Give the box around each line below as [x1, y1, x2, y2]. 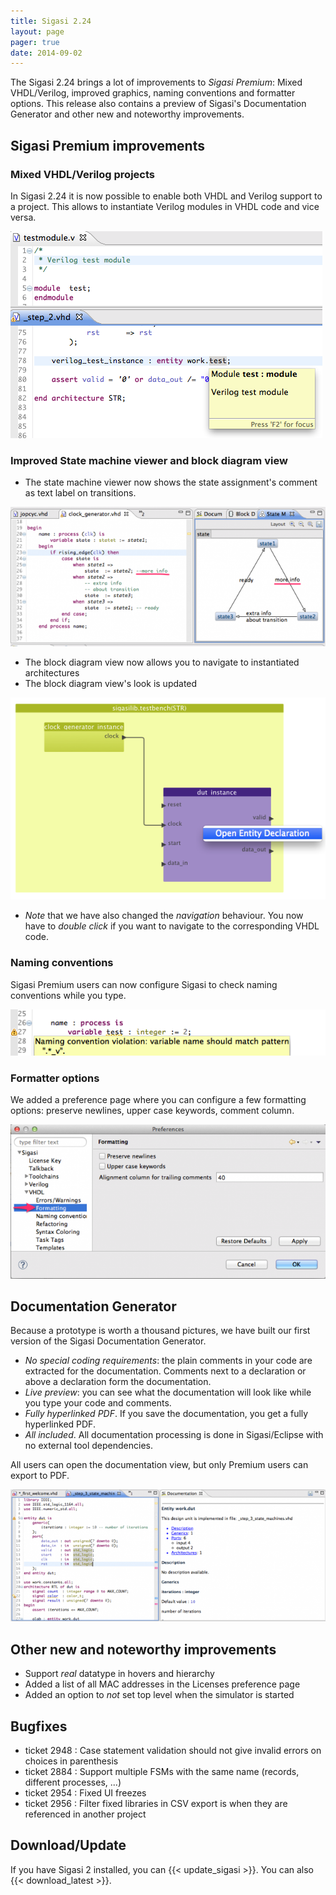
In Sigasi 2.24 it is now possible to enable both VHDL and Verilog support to [10, 190, 323, 202]
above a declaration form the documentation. [24, 1376, 212, 1388]
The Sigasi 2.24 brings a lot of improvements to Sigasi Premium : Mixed [10, 76, 303, 89]
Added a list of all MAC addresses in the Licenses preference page [24, 1678, 301, 1690]
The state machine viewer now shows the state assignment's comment [24, 476, 318, 489]
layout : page [10, 26, 65, 37]
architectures [24, 667, 80, 679]
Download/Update [10, 1837, 127, 1854]
